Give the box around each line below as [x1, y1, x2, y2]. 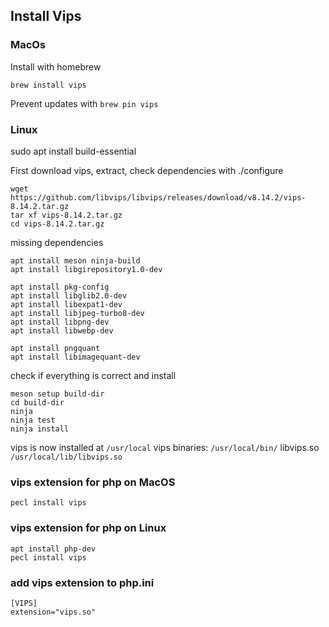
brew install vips [10, 80, 87, 90]
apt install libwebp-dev [10, 325, 114, 336]
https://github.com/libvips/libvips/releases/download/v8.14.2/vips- [10, 192, 307, 203]
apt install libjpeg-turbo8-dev [10, 308, 145, 318]
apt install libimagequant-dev [10, 352, 141, 362]
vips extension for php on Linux [10, 521, 167, 535]
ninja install [10, 424, 70, 434]
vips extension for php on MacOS [10, 475, 176, 489]
